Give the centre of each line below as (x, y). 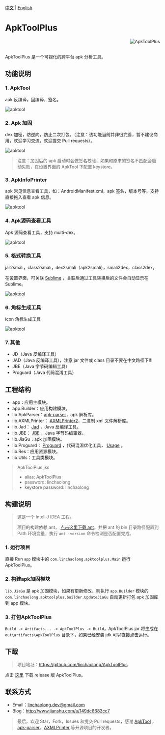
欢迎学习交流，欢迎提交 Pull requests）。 (54, 141)
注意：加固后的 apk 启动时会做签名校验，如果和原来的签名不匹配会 (84, 160)
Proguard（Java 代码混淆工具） (44, 372)
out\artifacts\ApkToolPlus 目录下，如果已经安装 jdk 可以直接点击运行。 (78, 635)
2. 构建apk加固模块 (28, 579)
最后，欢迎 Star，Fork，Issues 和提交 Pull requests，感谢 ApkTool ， (87, 721)
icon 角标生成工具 (23, 319)
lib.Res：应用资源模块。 (36, 452)
